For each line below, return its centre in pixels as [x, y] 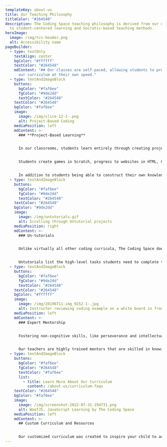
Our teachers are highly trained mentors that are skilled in [84, 349]
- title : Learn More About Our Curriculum [68, 382]
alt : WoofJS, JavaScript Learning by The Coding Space [76, 410]
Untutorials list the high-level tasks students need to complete [88, 262]
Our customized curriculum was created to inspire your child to [87, 437]
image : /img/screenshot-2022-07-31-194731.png [67, 405]
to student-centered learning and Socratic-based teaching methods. [82, 28]
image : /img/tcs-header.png [39, 38]
